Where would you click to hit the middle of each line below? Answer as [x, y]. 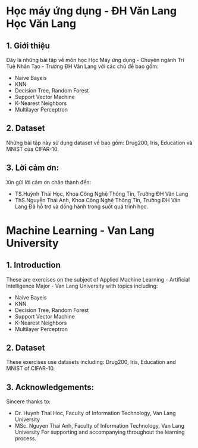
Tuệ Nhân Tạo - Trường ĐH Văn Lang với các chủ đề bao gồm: [82, 66]
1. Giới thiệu [28, 46]
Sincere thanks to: [28, 401]
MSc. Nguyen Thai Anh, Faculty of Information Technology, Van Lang [99, 426]
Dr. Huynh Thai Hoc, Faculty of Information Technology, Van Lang [95, 413]
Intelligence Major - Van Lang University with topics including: [82, 286]
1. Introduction [33, 265]
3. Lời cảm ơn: [33, 168]
